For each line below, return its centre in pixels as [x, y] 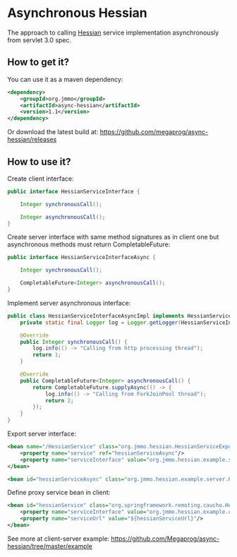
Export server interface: [42, 434]
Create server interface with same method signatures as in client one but [113, 237]
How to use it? [39, 161]
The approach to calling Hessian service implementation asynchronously [113, 32]
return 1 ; [47, 355]
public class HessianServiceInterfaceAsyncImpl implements [96, 316]
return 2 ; [59, 400]
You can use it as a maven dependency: [65, 79]
